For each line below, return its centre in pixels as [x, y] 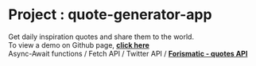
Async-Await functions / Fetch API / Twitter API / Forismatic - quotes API [128, 53]
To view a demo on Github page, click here [79, 45]
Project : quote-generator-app [110, 15]
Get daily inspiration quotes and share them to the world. [101, 37]
